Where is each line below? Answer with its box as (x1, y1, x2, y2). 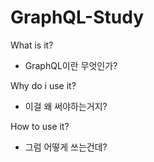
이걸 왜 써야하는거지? (24, 100, 108, 112)
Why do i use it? (10, 79, 77, 91)
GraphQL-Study (10, 6, 145, 29)
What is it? (10, 39, 54, 51)
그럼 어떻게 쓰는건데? (24, 141, 108, 153)
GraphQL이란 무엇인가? (24, 59, 118, 71)
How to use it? (10, 120, 70, 132)
